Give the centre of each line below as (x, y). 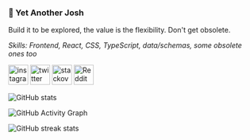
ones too (23, 54)
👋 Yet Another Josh (46, 13)
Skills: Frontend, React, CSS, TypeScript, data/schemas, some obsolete (125, 45)
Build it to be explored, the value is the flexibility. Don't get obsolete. (119, 30)
